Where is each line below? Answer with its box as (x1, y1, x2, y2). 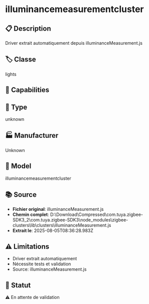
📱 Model (5, 162, 32, 171)
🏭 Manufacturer (5, 131, 59, 140)
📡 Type (5, 103, 28, 111)
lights (5, 71, 17, 77)
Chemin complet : (12, 211, 49, 217)
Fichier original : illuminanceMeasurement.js (12, 206, 104, 212)
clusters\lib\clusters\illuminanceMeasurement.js (12, 222, 111, 229)
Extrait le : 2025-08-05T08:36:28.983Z (12, 227, 94, 234)
